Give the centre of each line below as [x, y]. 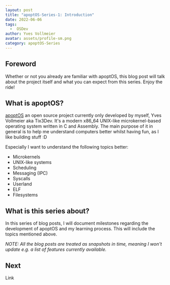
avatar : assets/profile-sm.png [38, 39]
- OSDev [19, 29]
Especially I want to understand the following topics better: [67, 147]
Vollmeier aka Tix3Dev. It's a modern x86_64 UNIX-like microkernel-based [83, 121]
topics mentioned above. [31, 234]
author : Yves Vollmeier [31, 34]
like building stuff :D [26, 137]
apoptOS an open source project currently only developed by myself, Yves [83, 115]
